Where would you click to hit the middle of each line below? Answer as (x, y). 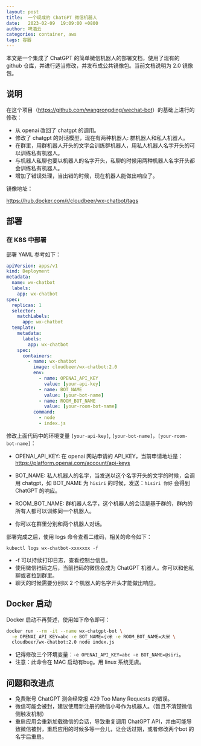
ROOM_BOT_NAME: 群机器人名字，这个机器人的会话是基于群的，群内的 (104, 503)
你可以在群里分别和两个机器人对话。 (60, 524)
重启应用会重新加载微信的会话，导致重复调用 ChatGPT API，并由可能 (101, 722)
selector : (24, 311)
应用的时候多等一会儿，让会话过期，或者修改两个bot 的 (126, 729)
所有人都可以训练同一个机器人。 (55, 511)
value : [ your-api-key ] (73, 384)
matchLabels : (33, 316)
